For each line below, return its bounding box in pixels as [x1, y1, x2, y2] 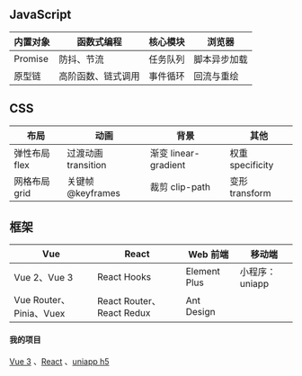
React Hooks [97, 271, 151, 283]
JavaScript [9, 7, 72, 22]
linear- [170, 147, 200, 159]
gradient [149, 158, 186, 171]
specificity [229, 158, 274, 171]
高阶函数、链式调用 [58, 69, 141, 82]
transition [67, 158, 107, 171]
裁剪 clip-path [149, 180, 211, 192]
